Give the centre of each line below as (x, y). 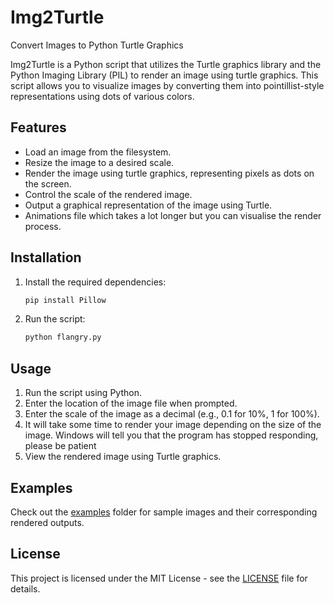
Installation (46, 257)
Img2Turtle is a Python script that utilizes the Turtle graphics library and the (166, 64)
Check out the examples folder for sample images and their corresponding (164, 512)
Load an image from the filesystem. (98, 152)
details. (25, 588)
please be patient (60, 446)
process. (43, 226)
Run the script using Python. (83, 393)
